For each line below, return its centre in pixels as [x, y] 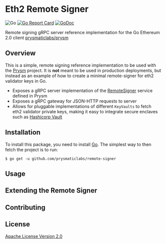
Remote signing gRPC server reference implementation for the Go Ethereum [83, 32]
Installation [23, 132]
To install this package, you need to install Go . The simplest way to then [78, 144]
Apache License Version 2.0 [34, 236]
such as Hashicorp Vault [37, 117]
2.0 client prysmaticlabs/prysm [37, 38]
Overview [21, 53]
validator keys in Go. [26, 81]
